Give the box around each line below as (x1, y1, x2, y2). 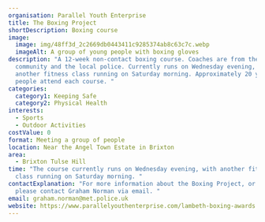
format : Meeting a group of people (8, 135, 125, 144)
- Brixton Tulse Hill (15, 158, 87, 166)
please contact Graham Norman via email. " (15, 187, 160, 195)
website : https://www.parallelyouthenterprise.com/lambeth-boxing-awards (8, 202, 256, 209)
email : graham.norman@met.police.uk (8, 194, 129, 202)
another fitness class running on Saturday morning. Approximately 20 (15, 70, 252, 78)
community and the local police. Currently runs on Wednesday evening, (15, 63, 256, 71)
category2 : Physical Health (15, 99, 108, 107)
